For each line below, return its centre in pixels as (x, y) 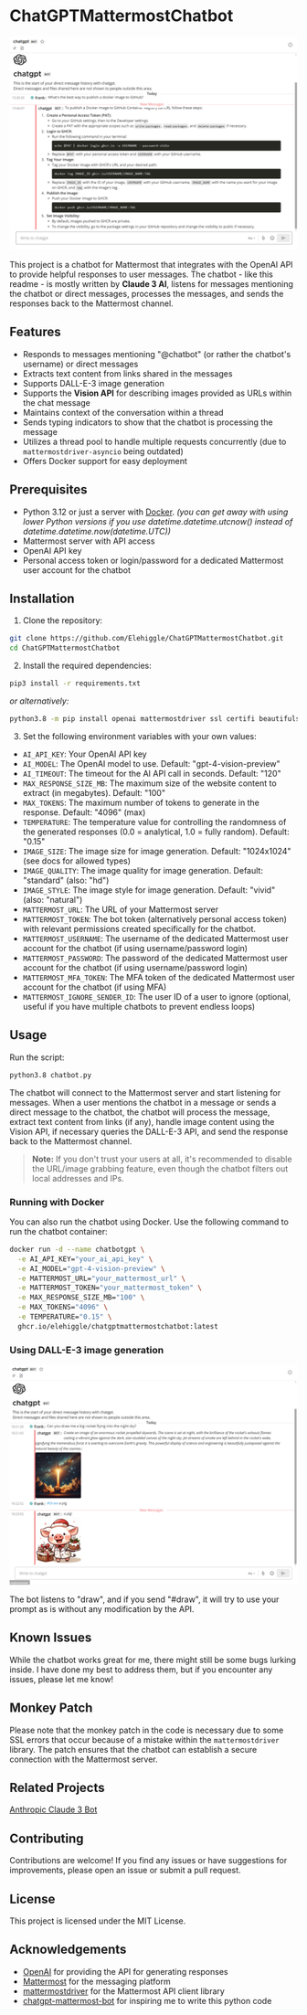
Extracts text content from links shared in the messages (127, 373)
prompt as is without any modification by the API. (102, 1608)
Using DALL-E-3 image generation (87, 1350)
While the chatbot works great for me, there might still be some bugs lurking (153, 1660)
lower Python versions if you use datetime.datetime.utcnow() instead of (158, 521)
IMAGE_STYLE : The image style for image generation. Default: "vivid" (149, 890)
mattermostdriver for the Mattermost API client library (124, 1991)
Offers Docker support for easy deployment (105, 461)
